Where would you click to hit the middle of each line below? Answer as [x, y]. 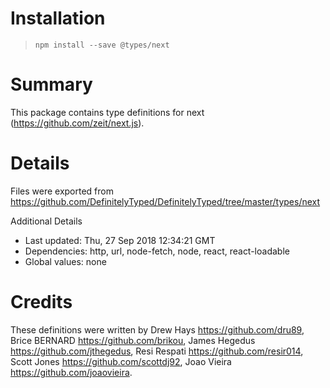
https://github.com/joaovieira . [71, 372]
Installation [58, 18]
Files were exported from [62, 191]
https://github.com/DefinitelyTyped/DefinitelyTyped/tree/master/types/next [165, 201]
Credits [41, 302]
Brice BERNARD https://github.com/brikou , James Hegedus [133, 340]
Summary [51, 84]
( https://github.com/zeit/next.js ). [77, 123]
